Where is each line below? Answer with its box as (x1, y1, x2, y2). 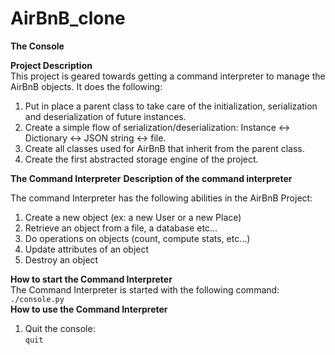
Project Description (10, 59, 93, 71)
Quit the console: (24, 322, 96, 334)
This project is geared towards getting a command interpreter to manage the (10, 70, 326, 82)
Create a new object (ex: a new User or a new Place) (24, 211, 242, 223)
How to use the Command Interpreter (10, 303, 168, 315)
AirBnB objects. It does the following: (10, 80, 163, 92)
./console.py (10, 294, 65, 304)
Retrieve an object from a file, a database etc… (24, 222, 218, 234)
